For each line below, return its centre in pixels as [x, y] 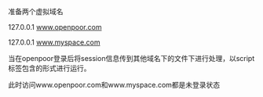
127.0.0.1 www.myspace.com [54, 42]
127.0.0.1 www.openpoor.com [55, 27]
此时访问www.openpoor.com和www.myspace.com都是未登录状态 [114, 85]
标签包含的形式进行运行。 [49, 68]
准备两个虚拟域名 [36, 11]
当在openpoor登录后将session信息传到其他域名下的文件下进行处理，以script [131, 58]
